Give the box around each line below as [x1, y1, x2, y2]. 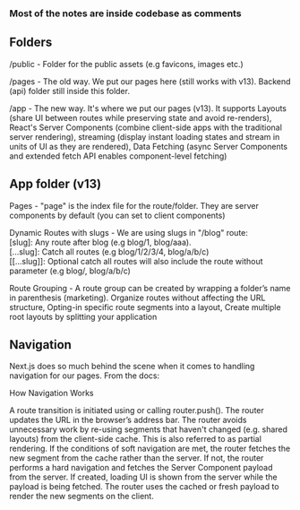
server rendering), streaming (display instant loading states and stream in [9, 131, 280, 142]
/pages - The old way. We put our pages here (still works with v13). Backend [9, 75, 291, 87]
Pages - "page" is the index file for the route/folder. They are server [9, 200, 260, 211]
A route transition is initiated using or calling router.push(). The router [9, 405, 264, 416]
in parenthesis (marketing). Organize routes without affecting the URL [9, 292, 266, 303]
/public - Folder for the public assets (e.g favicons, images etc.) [9, 58, 244, 69]
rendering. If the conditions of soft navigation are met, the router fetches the [9, 443, 291, 454]
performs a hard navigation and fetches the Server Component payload [9, 462, 273, 473]
